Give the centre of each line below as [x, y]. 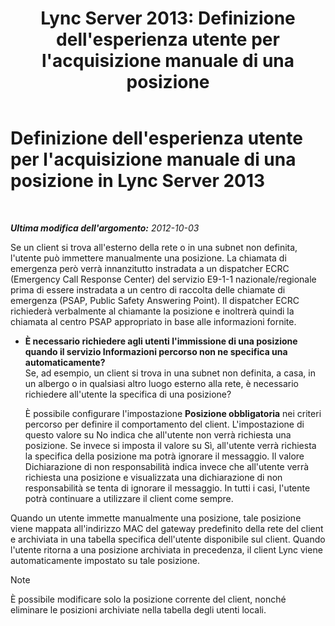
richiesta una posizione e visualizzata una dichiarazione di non [153, 477]
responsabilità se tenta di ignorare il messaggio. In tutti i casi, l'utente [167, 488]
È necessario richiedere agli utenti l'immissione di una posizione [161, 341]
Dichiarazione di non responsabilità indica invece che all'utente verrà [167, 466]
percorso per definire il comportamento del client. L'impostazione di [164, 424]
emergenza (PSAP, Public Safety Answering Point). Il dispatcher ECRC [155, 300]
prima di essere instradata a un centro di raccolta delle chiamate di [148, 289]
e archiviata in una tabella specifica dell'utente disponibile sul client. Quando [168, 539]
